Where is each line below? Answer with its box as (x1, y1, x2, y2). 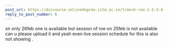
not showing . (5, 36, 34, 42)
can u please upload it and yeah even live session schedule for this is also (5, 31, 158, 37)
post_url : (5, 7, 26, 12)
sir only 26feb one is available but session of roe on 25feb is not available (5, 25, 157, 31)
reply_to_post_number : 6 (5, 12, 57, 17)
